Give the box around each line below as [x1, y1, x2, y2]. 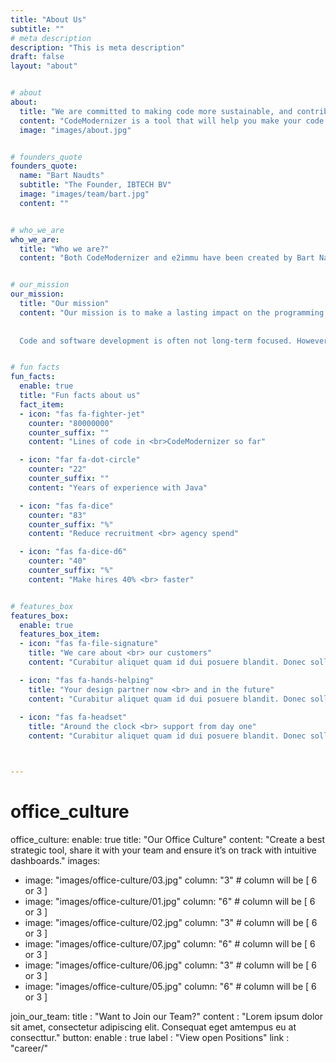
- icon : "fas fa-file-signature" [19, 639, 159, 649]
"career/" [10, 1042, 49, 1054]
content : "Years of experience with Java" [28, 482, 208, 493]
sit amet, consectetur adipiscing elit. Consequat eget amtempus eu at [10, 1021, 297, 1033]
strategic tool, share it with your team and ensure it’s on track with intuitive [10, 844, 317, 856]
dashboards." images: [10, 854, 101, 866]
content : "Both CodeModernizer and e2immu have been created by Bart [19, 253, 315, 263]
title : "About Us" [10, 14, 87, 25]
